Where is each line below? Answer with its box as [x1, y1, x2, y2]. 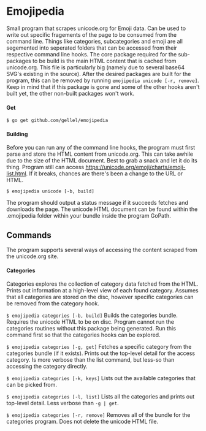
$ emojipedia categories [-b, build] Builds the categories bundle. [6, 311, 178, 319]
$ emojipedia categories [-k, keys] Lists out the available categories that [6, 375, 196, 382]
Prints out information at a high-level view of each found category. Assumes [6, 287, 199, 294]
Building [6, 130, 28, 137]
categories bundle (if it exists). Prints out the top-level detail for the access [6, 349, 195, 357]
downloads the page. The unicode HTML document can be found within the [6, 205, 198, 213]
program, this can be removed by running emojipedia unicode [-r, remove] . [6, 77, 199, 84]
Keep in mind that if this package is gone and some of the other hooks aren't [6, 83, 200, 90]
